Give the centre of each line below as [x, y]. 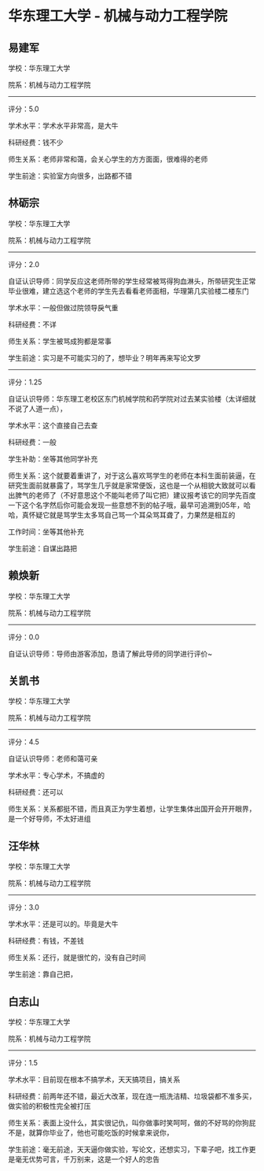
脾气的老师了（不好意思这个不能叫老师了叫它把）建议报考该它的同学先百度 [135, 495]
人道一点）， [48, 408]
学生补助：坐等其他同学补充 [53, 458]
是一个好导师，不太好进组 [49, 819]
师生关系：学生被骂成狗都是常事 [60, 341]
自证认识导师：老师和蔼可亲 [53, 759]
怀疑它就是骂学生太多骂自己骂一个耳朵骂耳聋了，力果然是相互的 [132, 515]
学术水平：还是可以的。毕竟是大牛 [63, 924]
